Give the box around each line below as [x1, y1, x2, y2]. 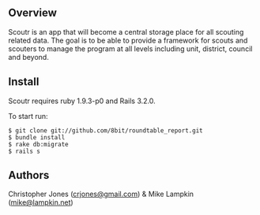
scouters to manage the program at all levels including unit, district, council [8, 43, 253, 54]
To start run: [8, 111, 49, 120]
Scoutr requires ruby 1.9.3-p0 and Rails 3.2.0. [8, 96, 156, 106]
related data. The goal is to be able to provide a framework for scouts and [8, 35, 248, 45]
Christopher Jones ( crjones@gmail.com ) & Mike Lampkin [8, 189, 194, 199]
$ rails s [8, 147, 41, 155]
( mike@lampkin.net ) [8, 198, 73, 207]
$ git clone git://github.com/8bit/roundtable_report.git [8, 126, 203, 135]
